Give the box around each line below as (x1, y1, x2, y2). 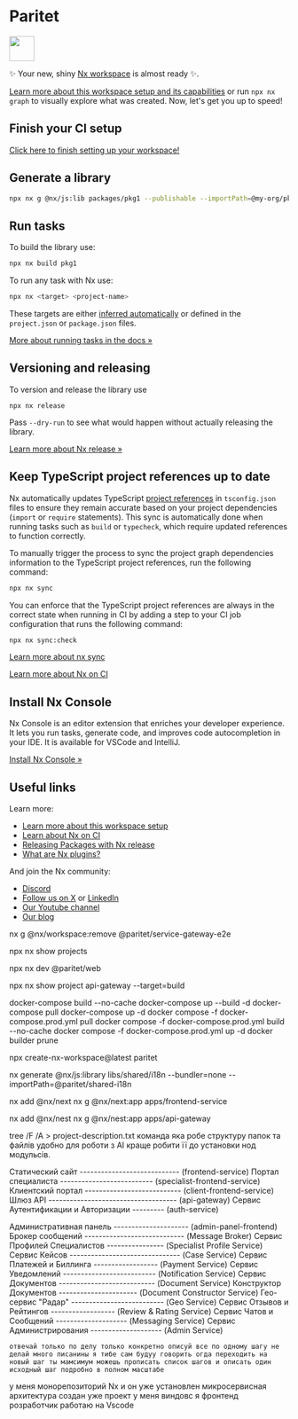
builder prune (9, 1035, 59, 1046)
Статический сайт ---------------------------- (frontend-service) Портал (9, 1166, 279, 1177)
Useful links (9, 780, 77, 795)
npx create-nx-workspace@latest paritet (9, 1053, 158, 1062)
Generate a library (9, 170, 112, 185)
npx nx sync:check (9, 636, 77, 645)
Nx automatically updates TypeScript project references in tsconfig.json (9, 492, 277, 503)
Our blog (21, 912, 55, 921)
